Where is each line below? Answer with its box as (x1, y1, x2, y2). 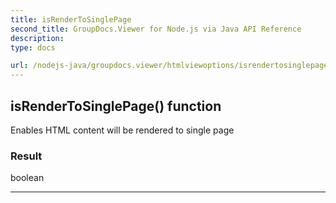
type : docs (10, 42, 56, 53)
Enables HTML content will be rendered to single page (10, 124, 235, 136)
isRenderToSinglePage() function (10, 97, 222, 115)
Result (10, 149, 43, 163)
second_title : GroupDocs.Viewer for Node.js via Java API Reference (10, 24, 302, 34)
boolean (10, 172, 45, 184)
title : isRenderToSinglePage (10, 14, 132, 25)
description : (10, 33, 65, 43)
